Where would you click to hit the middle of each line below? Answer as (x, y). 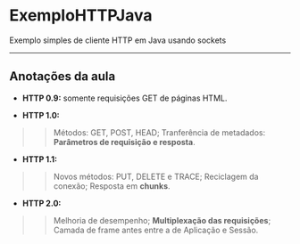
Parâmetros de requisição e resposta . (124, 142)
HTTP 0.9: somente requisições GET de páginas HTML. (125, 98)
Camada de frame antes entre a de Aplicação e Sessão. (156, 230)
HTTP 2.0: (42, 203)
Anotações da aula (62, 77)
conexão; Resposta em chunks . (112, 186)
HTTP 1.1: (40, 159)
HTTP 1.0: (41, 115)
